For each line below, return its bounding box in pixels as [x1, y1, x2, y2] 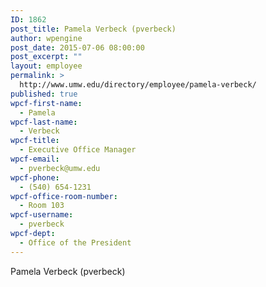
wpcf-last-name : [10, 117, 78, 127]
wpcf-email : [10, 154, 60, 164]
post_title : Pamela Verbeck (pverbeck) [10, 24, 177, 34]
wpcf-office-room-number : [10, 191, 118, 201]
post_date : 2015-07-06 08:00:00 [10, 42, 145, 53]
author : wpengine [10, 33, 83, 43]
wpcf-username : [10, 210, 74, 220]
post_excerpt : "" [10, 52, 83, 62]
